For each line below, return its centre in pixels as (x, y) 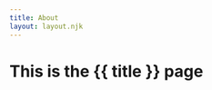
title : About (34, 18)
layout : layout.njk (46, 26)
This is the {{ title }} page (106, 71)
